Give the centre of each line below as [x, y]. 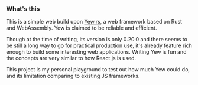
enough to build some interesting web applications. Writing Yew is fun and [96, 52]
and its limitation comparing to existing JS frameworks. [73, 76]
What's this [23, 9]
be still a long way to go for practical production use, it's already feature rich [99, 45]
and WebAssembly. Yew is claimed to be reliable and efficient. [82, 28]
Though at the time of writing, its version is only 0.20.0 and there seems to [97, 40]
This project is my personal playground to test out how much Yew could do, [98, 70]
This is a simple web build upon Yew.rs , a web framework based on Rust [94, 22]
